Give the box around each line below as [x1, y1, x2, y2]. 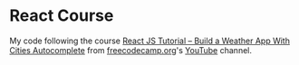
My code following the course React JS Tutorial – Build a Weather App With [9, 35, 290, 46]
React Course [9, 5, 114, 26]
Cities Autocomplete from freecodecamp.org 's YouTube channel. [9, 44, 252, 55]
